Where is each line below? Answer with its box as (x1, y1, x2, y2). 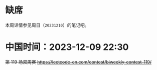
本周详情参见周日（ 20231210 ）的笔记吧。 (5, 22, 89, 28)
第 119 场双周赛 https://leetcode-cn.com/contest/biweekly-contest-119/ (5, 58, 152, 65)
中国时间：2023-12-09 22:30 (5, 41, 129, 53)
